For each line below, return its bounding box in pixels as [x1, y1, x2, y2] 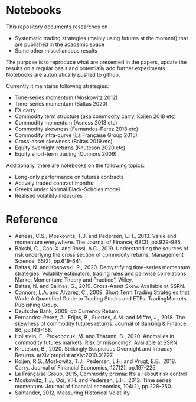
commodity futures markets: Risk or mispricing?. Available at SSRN [14, 339, 178, 346]
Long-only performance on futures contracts [14, 173, 124, 180]
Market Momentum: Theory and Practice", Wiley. [14, 276, 133, 283]
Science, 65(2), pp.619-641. [14, 257, 83, 264]
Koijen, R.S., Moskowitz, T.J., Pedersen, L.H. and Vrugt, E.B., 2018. [14, 358, 177, 365]
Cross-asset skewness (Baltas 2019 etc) [14, 138, 113, 145]
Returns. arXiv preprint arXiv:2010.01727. [14, 351, 114, 358]
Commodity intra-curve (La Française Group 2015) [14, 131, 138, 139]
